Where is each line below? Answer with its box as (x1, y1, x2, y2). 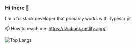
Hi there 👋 (5, 4, 30, 11)
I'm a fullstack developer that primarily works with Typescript (5, 16, 131, 22)
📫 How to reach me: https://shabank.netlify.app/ (5, 26, 106, 32)
